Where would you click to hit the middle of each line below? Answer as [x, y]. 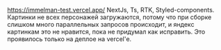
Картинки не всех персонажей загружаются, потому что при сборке [109, 17]
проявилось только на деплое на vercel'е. [69, 39]
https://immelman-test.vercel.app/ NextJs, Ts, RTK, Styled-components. [111, 10]
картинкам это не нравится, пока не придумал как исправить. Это [106, 32]
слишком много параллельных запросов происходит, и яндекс [101, 24]
